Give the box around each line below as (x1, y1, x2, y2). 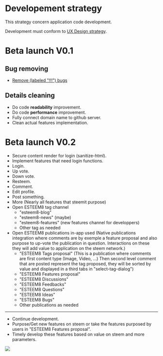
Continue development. (12, 316, 59, 322)
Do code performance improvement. (12, 109, 86, 115)
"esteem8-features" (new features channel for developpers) (19, 219, 140, 225)
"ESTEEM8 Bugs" (19, 296, 55, 303)
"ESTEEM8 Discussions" (19, 276, 69, 282)
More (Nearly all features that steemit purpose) (12, 199, 106, 205)
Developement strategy (5, 3, 102, 14)
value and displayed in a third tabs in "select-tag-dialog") (19, 266, 134, 272)
